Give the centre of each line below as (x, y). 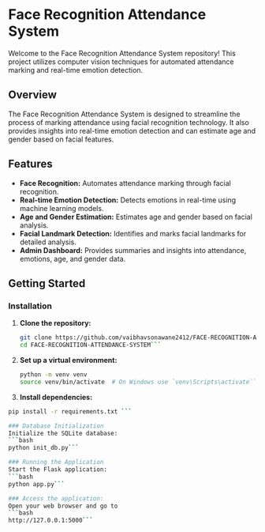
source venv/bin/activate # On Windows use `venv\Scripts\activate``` (140, 382)
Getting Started (47, 283)
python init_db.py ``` (44, 448)
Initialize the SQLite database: (63, 433)
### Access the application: (56, 498)
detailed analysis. (48, 242)
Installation (30, 306)
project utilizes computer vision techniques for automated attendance (121, 62)
